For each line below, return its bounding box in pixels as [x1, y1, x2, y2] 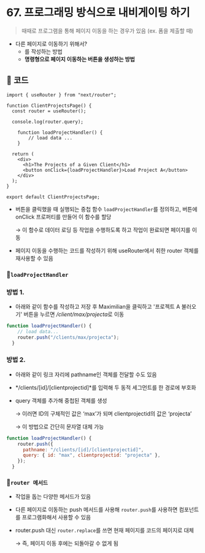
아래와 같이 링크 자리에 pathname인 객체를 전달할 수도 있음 [15, 371, 157, 378]
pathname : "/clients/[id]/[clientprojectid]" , [22, 446, 144, 453]
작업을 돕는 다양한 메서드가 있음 [15, 493, 91, 500]
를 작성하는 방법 [24, 47, 63, 55]
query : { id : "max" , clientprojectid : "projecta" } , [22, 452, 161, 458]
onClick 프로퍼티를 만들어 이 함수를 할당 [15, 213, 112, 220]
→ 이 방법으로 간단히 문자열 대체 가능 [15, 423, 104, 430]
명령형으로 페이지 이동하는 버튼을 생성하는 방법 [24, 55, 135, 63]
